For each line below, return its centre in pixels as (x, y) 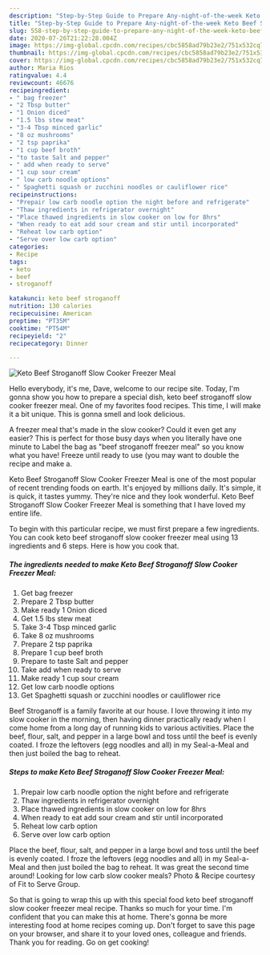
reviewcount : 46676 (42, 83)
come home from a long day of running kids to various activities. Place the (132, 728)
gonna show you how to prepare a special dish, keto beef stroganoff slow (130, 397)
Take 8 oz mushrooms (57, 636)
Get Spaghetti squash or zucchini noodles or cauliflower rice (121, 695)
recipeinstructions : (44, 194)
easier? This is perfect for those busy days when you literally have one (126, 439)
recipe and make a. (41, 464)
